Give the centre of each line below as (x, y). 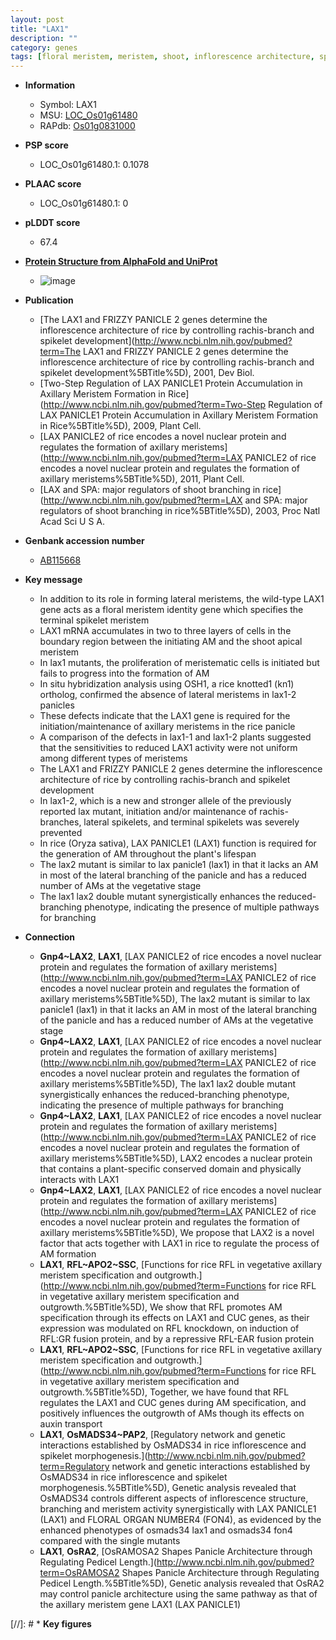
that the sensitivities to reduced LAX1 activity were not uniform (168, 748)
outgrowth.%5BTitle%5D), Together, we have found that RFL (164, 1392)
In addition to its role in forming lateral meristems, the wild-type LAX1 (182, 599)
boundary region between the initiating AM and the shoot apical (171, 642)
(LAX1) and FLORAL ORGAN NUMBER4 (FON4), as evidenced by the (180, 1520)
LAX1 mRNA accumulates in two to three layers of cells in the (165, 631)
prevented (61, 833)
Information (50, 85)
